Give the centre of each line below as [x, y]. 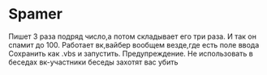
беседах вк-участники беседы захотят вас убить [93, 62]
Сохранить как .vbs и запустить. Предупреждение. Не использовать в [131, 53]
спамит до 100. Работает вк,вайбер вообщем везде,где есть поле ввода [134, 44]
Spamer [36, 14]
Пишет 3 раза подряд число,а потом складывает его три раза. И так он [133, 36]
